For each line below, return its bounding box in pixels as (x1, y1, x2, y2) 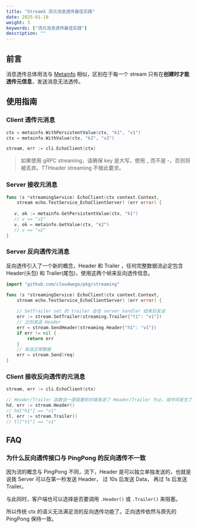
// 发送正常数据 (16, 347, 51, 353)
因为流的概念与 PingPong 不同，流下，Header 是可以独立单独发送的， (6, 469, 176, 476)
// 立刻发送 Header (16, 319, 61, 326)
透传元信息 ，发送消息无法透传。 (6, 78, 84, 85)
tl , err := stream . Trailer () (6, 413, 78, 419)
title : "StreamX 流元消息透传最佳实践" (6, 8, 95, 15)
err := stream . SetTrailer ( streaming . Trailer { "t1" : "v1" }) (16, 314, 162, 320)
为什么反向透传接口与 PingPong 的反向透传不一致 (6, 454, 146, 462)
